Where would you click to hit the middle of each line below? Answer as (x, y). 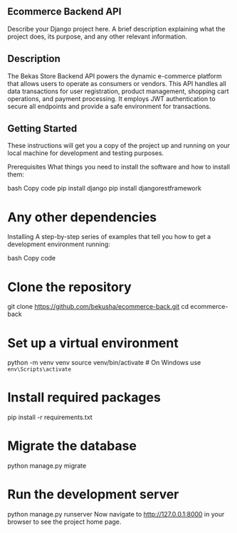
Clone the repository (69, 287)
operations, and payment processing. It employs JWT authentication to (111, 98)
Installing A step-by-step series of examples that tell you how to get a (109, 237)
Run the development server (93, 495)
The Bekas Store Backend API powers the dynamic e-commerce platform (115, 76)
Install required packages (84, 397)
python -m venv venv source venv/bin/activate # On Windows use (104, 363)
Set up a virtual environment (93, 343)
